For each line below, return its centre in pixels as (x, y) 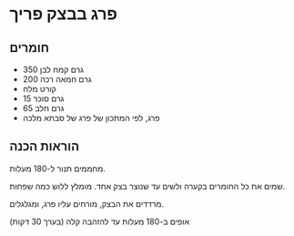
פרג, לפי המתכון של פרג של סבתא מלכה (91, 118)
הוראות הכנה (45, 146)
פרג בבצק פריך (64, 14)
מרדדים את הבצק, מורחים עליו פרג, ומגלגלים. (87, 203)
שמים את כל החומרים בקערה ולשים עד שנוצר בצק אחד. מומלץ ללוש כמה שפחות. (147, 186)
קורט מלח (40, 89)
